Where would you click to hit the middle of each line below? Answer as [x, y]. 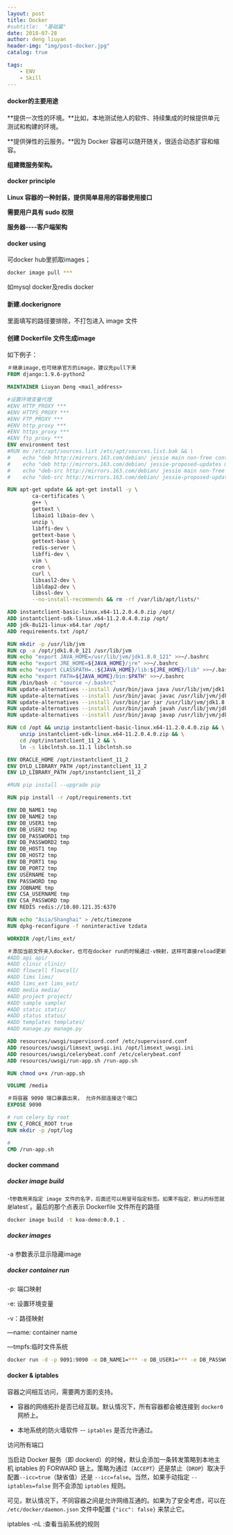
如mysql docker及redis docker [51, 286]
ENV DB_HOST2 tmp [32, 856]
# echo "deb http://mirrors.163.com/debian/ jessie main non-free [110, 457]
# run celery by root [38, 1118]
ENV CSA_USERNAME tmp [38, 894]
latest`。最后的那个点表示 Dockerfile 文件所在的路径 [86, 1206]
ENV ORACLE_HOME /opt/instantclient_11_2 [68, 760]
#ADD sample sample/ [37, 1003]
